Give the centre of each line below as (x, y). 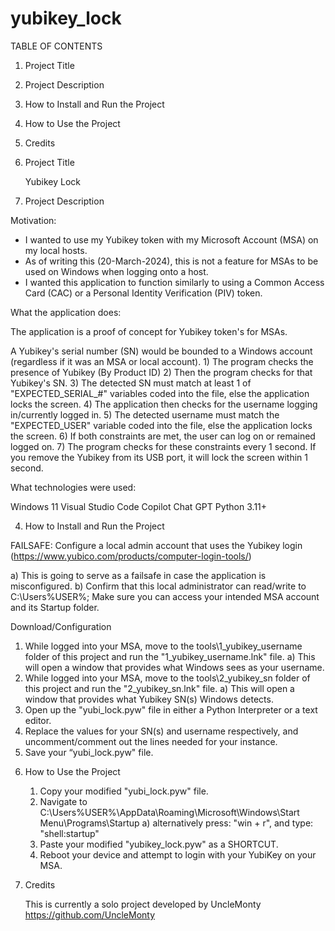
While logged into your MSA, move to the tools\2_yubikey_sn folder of (167, 678)
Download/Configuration (61, 626)
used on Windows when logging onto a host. (116, 271)
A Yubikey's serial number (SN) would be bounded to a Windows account (161, 351)
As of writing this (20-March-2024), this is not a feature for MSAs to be (171, 261)
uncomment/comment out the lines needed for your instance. (151, 741)
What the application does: (66, 312)
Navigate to (63, 801)
